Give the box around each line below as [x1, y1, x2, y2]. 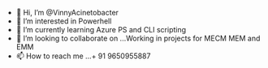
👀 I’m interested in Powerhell [15, 16, 112, 26]
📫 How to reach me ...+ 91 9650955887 [15, 51, 151, 61]
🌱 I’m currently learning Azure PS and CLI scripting [15, 25, 187, 34]
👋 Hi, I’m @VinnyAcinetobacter [15, 8, 119, 17]
